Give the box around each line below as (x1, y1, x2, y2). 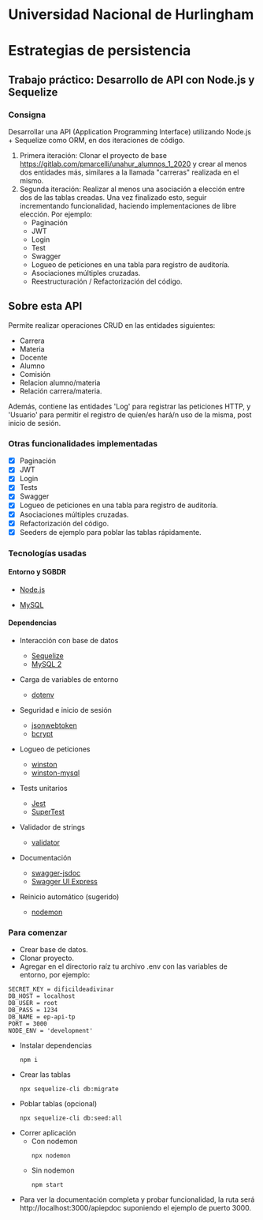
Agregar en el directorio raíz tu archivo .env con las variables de (19, 962, 228, 971)
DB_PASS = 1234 (8, 1006, 58, 1015)
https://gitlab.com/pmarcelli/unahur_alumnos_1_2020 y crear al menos (19, 160, 247, 169)
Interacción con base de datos (19, 636, 119, 646)
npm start (31, 1181, 65, 1189)
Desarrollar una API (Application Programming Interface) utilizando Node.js (8, 127, 252, 137)
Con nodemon (31, 1136, 78, 1147)
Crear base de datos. (19, 945, 88, 955)
